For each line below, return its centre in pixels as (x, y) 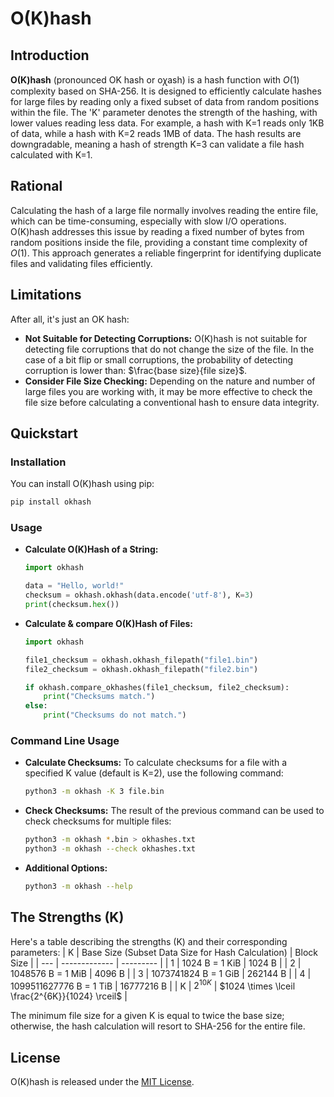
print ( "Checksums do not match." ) (115, 715)
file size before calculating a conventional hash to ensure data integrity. (172, 402)
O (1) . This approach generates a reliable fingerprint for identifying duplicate (166, 253)
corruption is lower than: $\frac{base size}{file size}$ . (136, 370)
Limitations (46, 295)
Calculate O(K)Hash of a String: (91, 549)
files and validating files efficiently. (81, 263)
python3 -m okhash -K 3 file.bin (94, 792)
